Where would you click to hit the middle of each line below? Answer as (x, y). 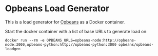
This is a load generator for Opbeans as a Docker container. (65, 22)
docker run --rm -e (25, 40)
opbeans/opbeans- (136, 44)
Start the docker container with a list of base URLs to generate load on (76, 31)
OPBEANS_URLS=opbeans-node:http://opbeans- (91, 40)
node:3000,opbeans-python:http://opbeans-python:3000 (61, 44)
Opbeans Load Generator (57, 9)
